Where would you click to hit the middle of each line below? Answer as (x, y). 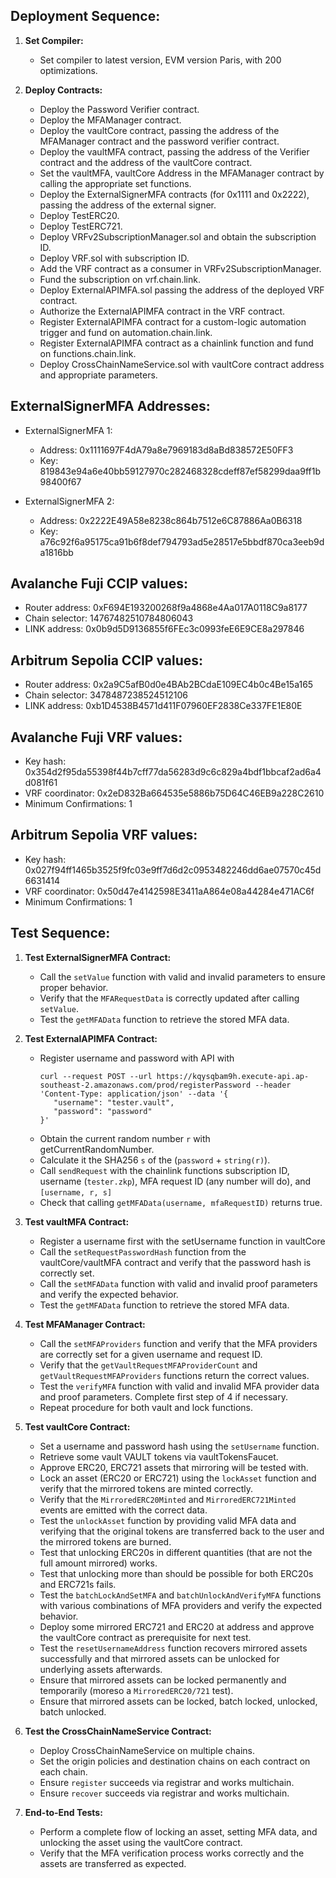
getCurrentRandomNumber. (97, 1149)
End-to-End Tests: (63, 1812)
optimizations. (68, 70)
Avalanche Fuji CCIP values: (99, 584)
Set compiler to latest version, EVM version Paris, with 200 (160, 60)
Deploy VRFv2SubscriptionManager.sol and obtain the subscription (178, 236)
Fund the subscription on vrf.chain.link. (120, 279)
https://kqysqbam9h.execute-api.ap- (233, 1076)
